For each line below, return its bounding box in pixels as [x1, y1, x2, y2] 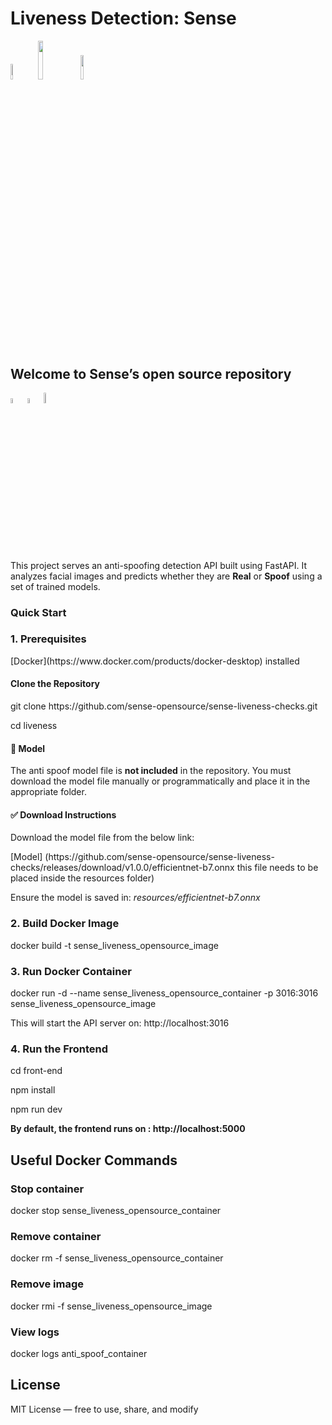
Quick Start [10, 605, 67, 619]
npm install [10, 1084, 56, 1096]
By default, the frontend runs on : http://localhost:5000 [10, 1123, 246, 1135]
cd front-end [10, 1065, 63, 1077]
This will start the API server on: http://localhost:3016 [10, 1017, 230, 1029]
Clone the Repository [10, 678, 100, 690]
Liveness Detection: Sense [10, 7, 237, 30]
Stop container [10, 1182, 85, 1196]
